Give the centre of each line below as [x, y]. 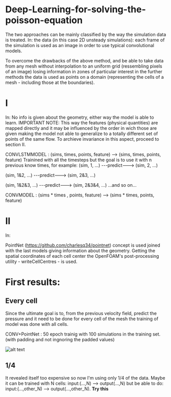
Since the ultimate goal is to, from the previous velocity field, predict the [81, 313]
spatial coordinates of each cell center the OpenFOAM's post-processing [82, 256]
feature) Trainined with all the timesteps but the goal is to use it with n [79, 160]
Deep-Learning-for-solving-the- [76, 9]
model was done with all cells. [37, 324]
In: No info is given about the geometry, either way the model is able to [80, 117]
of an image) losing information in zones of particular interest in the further [84, 71]
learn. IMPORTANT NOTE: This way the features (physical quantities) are [82, 123]
